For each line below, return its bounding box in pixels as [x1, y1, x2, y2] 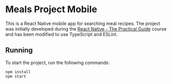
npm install [5, 69, 31, 74]
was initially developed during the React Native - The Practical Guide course [5, 25, 167, 32]
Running [5, 46, 33, 54]
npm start [5, 74, 27, 79]
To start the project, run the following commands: [5, 60, 110, 66]
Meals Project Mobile [5, 4, 98, 15]
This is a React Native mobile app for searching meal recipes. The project [5, 20, 161, 26]
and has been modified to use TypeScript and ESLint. [5, 31, 118, 37]
